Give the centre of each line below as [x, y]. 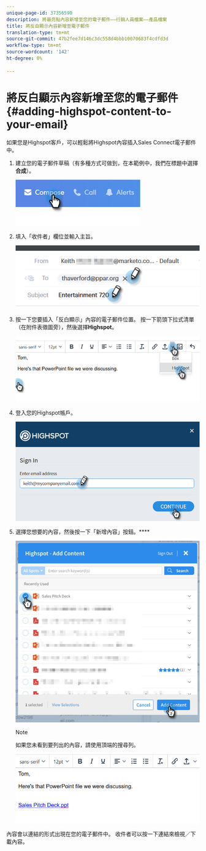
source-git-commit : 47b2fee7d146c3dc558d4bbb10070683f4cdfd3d [87, 39]
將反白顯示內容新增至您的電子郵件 [93, 98]
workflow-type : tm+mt [34, 45]
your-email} [37, 124]
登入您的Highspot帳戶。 [46, 412]
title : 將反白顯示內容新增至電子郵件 [48, 26]
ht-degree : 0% [25, 58]
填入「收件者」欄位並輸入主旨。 [55, 236]
